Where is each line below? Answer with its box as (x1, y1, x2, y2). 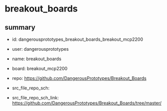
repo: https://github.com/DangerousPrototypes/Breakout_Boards (12, 75, 147, 81)
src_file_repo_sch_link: (12, 95, 59, 100)
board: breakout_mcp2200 (12, 66, 68, 71)
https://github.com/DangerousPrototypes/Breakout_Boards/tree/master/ (12, 100, 162, 106)
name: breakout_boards (12, 56, 61, 62)
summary (5, 23, 36, 32)
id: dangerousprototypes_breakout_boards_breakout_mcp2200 (12, 36, 143, 42)
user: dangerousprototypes (12, 46, 69, 52)
